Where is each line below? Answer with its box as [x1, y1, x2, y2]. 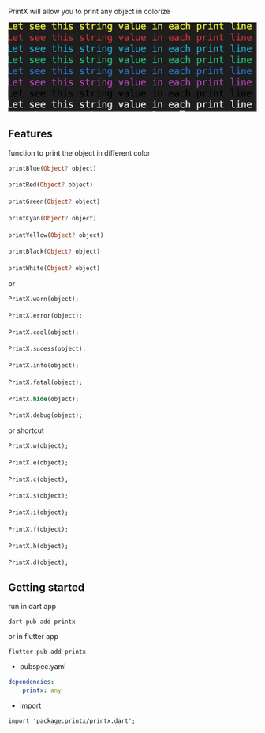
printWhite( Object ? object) [8, 265, 101, 273]
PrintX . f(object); [8, 525, 69, 533]
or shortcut [8, 426, 45, 435]
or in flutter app [8, 632, 59, 641]
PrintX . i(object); [8, 509, 69, 517]
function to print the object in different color [8, 148, 151, 157]
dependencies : [8, 678, 55, 686]
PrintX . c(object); [8, 476, 69, 483]
